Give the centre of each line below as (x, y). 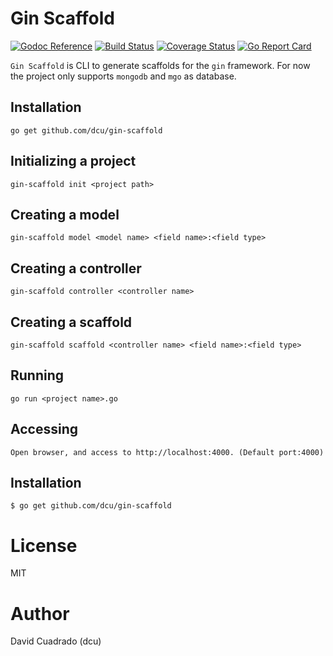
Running (37, 375)
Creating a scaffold (71, 322)
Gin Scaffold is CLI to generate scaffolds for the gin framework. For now (160, 65)
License (44, 545)
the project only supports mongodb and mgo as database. (123, 76)
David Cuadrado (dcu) (56, 641)
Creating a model (65, 214)
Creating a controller (76, 268)
